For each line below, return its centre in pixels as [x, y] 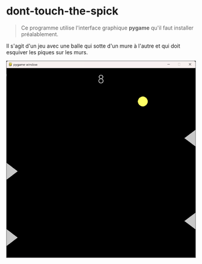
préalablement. [40, 34]
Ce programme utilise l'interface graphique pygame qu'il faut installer [107, 28]
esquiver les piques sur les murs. [47, 52]
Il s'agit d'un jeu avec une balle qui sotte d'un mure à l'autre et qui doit [93, 46]
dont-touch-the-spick [62, 11]
